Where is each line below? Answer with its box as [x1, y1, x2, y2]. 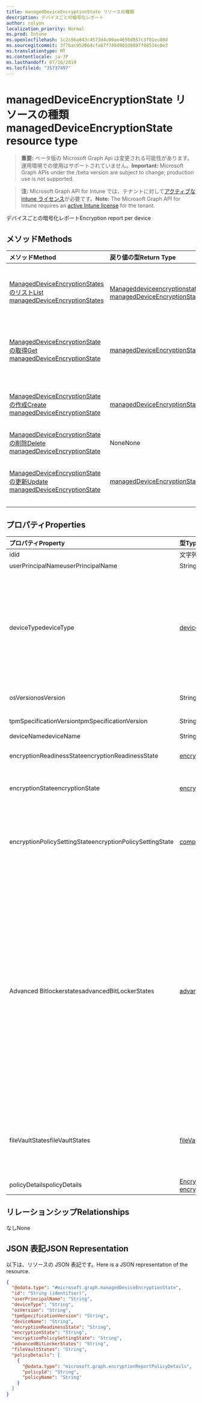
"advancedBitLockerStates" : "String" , [11, 1341, 109, 1347]
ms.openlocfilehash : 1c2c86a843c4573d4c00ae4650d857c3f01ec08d [6, 37, 168, 43]
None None [109, 439, 141, 447]
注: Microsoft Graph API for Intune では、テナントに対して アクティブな [20, 188, 196, 195]
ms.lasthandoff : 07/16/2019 [6, 59, 77, 65]
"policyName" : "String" [22, 1375, 82, 1381]
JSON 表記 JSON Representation [6, 1244, 129, 1254]
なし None [6, 1224, 31, 1231]
